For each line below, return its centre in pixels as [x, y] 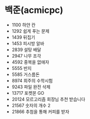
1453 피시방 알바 [28, 43]
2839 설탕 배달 [26, 50]
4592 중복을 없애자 [30, 62]
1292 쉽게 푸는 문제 [31, 31]
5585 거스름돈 [26, 74]
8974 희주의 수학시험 [32, 80]
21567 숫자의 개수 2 [31, 105]
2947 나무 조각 [26, 56]
